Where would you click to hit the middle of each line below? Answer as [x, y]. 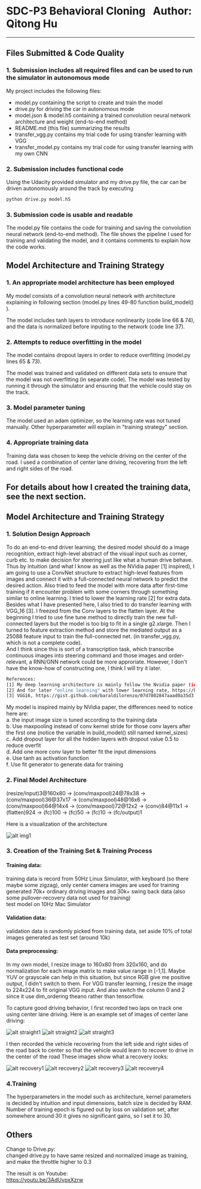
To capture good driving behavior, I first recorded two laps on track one [94, 1008]
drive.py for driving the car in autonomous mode [74, 108]
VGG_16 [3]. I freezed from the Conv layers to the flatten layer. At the [90, 611]
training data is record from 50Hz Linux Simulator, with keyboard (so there [98, 879]
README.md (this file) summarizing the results [72, 128]
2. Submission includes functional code [65, 169]
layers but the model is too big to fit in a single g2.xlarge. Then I [112, 623]
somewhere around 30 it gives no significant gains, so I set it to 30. [89, 1116]
